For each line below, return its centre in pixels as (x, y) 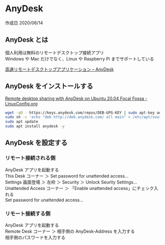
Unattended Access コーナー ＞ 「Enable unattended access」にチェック (80, 188)
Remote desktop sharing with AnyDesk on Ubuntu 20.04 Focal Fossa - (76, 98)
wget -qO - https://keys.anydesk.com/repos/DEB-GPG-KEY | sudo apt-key (80, 113)
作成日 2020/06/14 (24, 23)
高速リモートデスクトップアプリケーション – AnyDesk (59, 69)
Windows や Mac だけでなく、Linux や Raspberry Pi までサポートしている (80, 59)
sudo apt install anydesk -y (35, 126)
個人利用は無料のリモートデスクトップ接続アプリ (55, 53)
